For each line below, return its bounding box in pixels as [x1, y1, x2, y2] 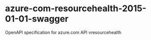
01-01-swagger [5, 13, 69, 24]
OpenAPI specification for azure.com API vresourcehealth [5, 29, 122, 35]
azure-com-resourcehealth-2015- [5, 3, 147, 14]
